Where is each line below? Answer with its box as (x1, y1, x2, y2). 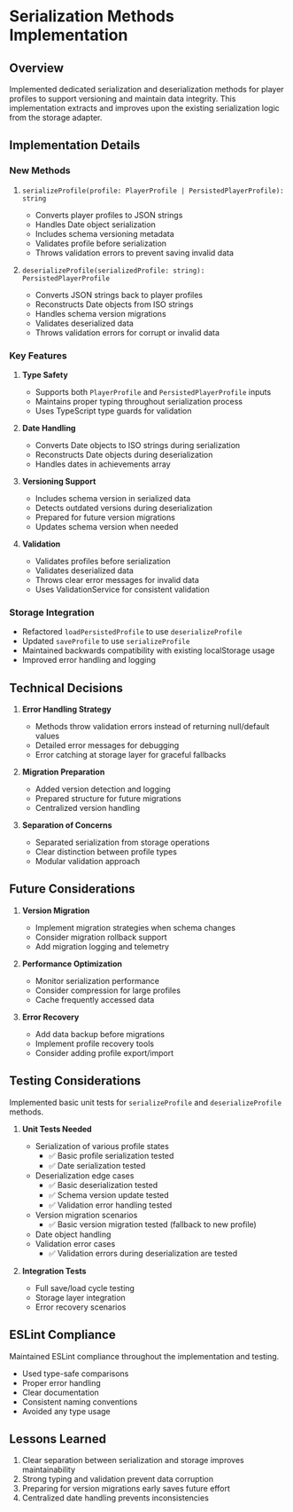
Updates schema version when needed (35, 521, 179, 532)
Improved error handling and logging (21, 655, 157, 665)
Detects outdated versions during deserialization (35, 502, 213, 513)
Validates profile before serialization (35, 238, 166, 248)
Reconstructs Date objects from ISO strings (35, 299, 194, 310)
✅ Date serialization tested (48, 1160, 146, 1170)
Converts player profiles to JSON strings (35, 209, 183, 220)
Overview (9, 60, 65, 75)
